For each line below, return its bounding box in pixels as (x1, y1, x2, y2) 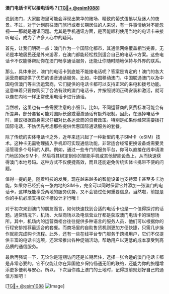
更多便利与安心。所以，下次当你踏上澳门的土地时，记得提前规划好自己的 (9, 267, 159, 272)
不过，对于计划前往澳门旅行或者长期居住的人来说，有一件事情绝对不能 (14, 22, 159, 28)
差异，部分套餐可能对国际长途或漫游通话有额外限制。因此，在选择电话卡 (9, 111, 159, 116)
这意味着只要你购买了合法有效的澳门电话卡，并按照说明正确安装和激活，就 (5, 88, 159, 93)
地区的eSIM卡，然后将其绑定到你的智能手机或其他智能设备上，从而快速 (9, 153, 157, 159)
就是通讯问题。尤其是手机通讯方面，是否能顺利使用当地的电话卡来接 (22, 28, 164, 34)
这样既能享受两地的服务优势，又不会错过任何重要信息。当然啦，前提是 (18, 189, 164, 194)
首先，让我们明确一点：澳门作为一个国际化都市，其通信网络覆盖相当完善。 (5, 45, 159, 51)
